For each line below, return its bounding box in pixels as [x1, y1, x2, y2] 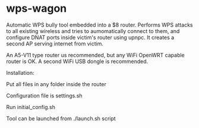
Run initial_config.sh [6, 103, 55, 110]
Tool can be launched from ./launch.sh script [6, 114, 116, 122]
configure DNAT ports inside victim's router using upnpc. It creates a [6, 34, 175, 41]
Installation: [6, 69, 34, 76]
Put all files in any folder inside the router [6, 80, 107, 87]
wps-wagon [6, 2, 67, 15]
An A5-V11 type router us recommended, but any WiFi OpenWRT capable [6, 51, 185, 58]
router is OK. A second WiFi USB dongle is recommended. [6, 58, 149, 65]
